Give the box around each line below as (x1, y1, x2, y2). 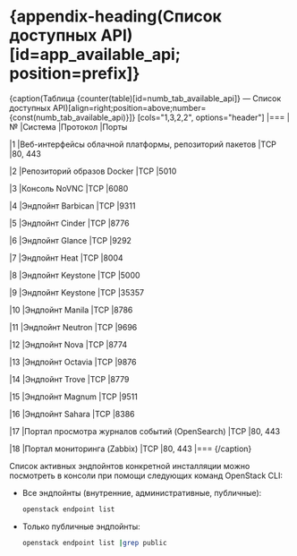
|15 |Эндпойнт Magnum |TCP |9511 (9, 391, 139, 402)
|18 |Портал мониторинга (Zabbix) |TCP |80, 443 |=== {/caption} (9, 443, 252, 454)
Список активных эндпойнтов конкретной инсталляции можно (9, 460, 250, 471)
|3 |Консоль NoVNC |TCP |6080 (9, 183, 129, 193)
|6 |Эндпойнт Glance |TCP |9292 (9, 235, 132, 245)
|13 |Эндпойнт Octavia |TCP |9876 (9, 356, 137, 367)
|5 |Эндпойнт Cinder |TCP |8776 (9, 218, 130, 228)
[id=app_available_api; (9, 45, 182, 64)
